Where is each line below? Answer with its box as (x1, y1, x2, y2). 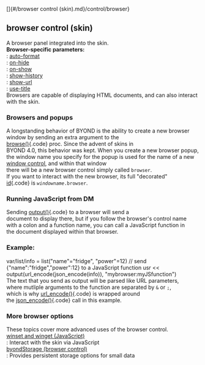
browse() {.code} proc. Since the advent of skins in (6, 140, 133, 148)
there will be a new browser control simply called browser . (6, 166, 152, 174)
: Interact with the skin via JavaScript (6, 339, 100, 346)
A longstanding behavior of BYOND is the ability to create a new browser (6, 127, 190, 134)
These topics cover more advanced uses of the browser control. (6, 326, 168, 333)
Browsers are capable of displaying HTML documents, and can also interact (6, 91, 198, 99)
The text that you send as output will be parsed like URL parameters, (6, 277, 179, 284)
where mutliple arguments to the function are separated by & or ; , (6, 283, 171, 291)
